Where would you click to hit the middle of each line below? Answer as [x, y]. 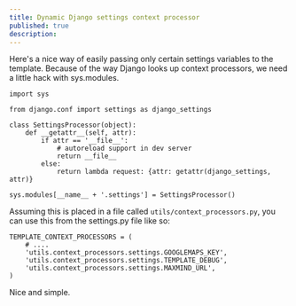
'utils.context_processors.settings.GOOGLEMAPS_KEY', [126, 253]
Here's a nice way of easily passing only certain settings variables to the [141, 59]
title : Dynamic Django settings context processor [105, 17]
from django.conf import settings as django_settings [111, 110]
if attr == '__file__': [85, 141]
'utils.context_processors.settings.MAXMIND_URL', [121, 268]
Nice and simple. [40, 293]
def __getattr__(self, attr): [81, 133]
